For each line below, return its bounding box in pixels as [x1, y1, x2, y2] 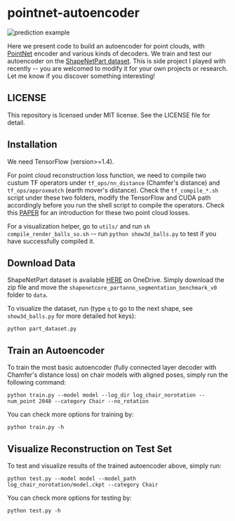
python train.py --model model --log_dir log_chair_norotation [7, 392, 196, 399]
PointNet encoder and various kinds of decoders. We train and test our [7, 49, 212, 58]
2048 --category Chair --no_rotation [38, 398, 149, 405]
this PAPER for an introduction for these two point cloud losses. [7, 208, 191, 217]
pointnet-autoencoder [7, 5, 140, 21]
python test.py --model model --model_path [7, 475, 137, 482]
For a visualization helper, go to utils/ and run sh [7, 221, 151, 230]
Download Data [7, 257, 76, 269]
